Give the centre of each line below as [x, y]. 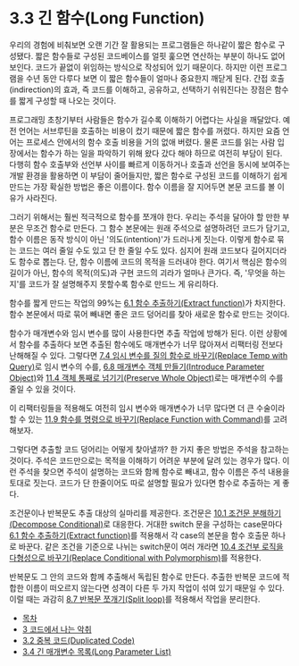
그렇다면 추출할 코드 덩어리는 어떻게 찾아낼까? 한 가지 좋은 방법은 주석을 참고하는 [149, 449]
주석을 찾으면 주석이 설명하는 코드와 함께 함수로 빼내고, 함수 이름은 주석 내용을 [154, 471]
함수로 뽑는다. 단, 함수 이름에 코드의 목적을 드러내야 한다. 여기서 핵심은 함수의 [153, 261]
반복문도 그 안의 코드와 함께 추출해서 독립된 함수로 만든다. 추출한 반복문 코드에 [145, 577]
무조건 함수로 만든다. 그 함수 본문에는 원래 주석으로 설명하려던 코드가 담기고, [158, 228]
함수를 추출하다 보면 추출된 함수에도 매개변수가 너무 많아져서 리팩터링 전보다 [151, 344]
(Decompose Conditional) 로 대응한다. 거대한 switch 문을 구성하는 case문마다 [146, 524]
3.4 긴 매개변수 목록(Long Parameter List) [96, 651]
